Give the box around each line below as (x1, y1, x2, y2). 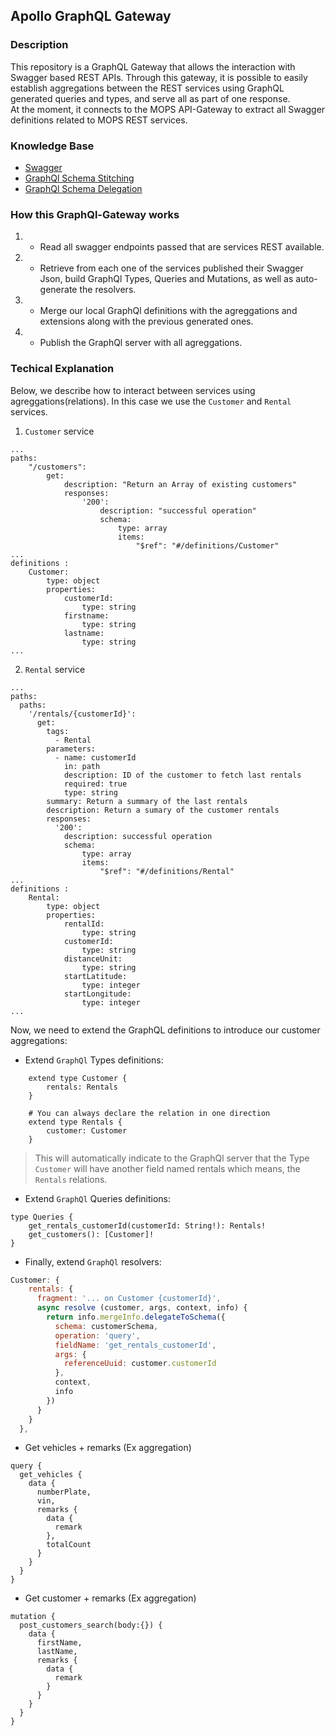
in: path (63, 761, 101, 771)
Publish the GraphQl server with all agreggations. (39, 337, 243, 349)
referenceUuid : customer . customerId (63, 1359, 217, 1369)
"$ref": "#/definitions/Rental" (99, 866, 235, 876)
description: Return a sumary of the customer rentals (46, 805, 280, 815)
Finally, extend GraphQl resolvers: (24, 1255, 162, 1268)
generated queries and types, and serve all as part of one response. (10, 92, 291, 104)
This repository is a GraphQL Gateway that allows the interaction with (10, 60, 296, 73)
